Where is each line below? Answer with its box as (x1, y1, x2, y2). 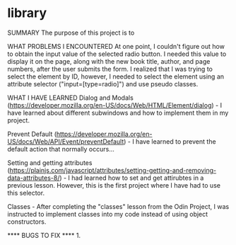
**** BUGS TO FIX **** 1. (7, 231, 81, 239)
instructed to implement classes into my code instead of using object (7, 210, 208, 218)
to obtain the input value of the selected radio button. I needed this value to (7, 50, 227, 58)
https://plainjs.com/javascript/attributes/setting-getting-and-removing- (9, 166, 217, 174)
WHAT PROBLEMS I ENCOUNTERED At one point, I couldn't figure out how (7, 42, 225, 50)
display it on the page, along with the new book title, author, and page (7, 57, 211, 65)
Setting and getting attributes (7, 158, 93, 167)
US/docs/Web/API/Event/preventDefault (7, 137, 124, 146)
